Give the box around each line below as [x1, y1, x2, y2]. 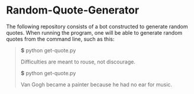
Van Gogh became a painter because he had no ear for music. [20, 80, 173, 88]
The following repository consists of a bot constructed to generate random [6, 23, 188, 30]
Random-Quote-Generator [6, 4, 140, 17]
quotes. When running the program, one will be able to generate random [6, 29, 183, 36]
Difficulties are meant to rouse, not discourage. [20, 58, 136, 65]
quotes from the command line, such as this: [6, 35, 115, 42]
